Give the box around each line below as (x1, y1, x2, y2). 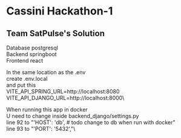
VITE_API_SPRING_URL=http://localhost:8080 (6, 88, 120, 95)
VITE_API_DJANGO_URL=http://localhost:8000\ (6, 95, 125, 101)
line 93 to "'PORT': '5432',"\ (6, 125, 76, 132)
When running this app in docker (6, 106, 88, 113)
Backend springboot (6, 51, 57, 58)
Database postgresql (6, 44, 59, 51)
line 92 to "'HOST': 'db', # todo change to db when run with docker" (6, 119, 176, 126)
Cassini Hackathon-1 (6, 4, 113, 18)
